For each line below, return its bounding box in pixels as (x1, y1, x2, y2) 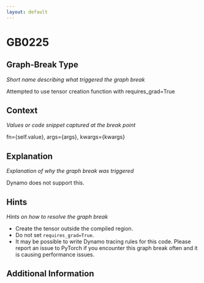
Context (6, 105, 38, 116)
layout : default (6, 9, 48, 15)
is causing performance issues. (15, 251, 95, 259)
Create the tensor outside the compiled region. (15, 225, 134, 232)
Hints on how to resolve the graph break (6, 213, 108, 221)
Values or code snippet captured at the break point (6, 122, 136, 129)
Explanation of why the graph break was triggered (6, 167, 134, 175)
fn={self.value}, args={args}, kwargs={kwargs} (6, 133, 126, 141)
